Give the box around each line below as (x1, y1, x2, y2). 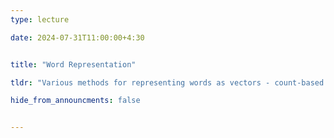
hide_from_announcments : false (10, 96, 141, 106)
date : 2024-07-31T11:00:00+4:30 (10, 32, 145, 43)
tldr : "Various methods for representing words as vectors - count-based (10, 77, 325, 88)
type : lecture (10, 14, 70, 25)
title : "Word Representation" (10, 59, 137, 70)
